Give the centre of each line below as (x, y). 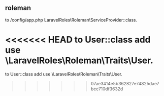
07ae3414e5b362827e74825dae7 (125, 83)
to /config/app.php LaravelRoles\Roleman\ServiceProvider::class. (71, 20)
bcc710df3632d (107, 89)
